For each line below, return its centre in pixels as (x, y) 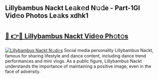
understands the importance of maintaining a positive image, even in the (78, 66)
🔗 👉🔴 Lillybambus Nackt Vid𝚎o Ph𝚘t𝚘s (67, 36)
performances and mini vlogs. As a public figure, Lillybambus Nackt (74, 61)
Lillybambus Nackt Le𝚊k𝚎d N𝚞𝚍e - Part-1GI (73, 8)
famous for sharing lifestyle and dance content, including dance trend (76, 56)
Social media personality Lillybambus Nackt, (108, 50)
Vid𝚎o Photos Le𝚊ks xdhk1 (47, 16)
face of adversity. (23, 71)
